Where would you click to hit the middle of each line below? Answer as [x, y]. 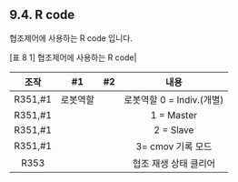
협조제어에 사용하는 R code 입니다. [71, 38]
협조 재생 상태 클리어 [174, 163]
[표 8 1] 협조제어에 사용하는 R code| [73, 57]
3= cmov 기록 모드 [174, 147]
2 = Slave [174, 129]
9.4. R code [42, 15]
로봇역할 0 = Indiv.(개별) [174, 99]
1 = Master [174, 115]
